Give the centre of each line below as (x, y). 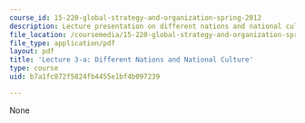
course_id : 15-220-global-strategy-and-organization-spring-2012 (135, 18)
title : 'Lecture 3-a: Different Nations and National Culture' (132, 60)
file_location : (38, 34)
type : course (34, 69)
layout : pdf (32, 52)
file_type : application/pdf (63, 43)
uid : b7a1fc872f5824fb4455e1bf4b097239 (85, 77)
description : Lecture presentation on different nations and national (146, 26)
